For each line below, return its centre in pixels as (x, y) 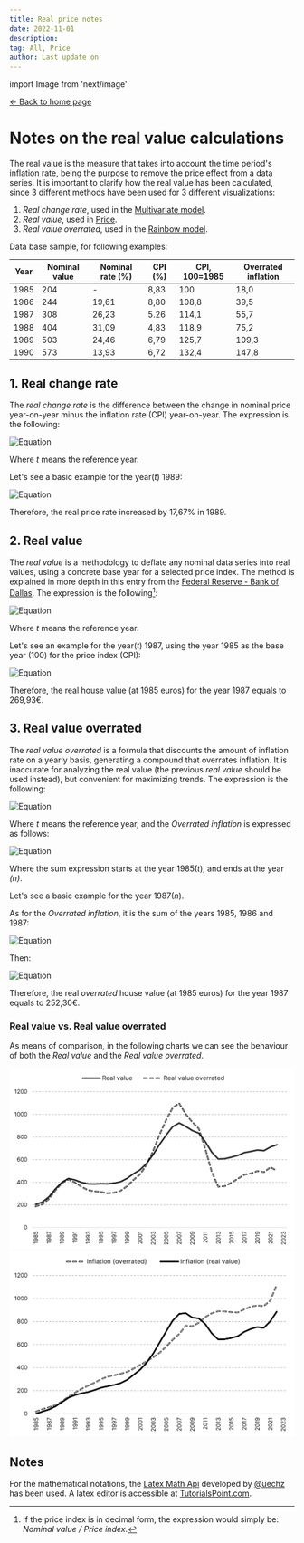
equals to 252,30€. (45, 1002)
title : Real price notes (56, 19)
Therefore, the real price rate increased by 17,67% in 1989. (118, 513)
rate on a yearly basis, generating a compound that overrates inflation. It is (148, 760)
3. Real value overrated (76, 728)
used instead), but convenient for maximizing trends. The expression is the (149, 779)
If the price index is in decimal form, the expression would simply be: (150, 1519)
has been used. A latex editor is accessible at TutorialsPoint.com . (130, 1493)
